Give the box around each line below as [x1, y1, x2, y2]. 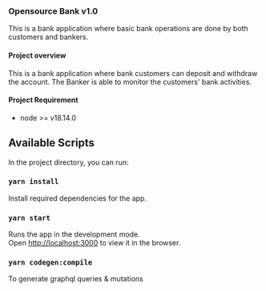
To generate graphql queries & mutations [8, 274, 143, 284]
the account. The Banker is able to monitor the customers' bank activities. [8, 77, 252, 86]
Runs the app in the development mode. [8, 229, 140, 239]
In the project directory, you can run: [8, 157, 129, 167]
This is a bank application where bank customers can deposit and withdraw [8, 68, 258, 78]
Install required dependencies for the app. [8, 193, 147, 203]
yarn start [8, 213, 50, 222]
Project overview [8, 50, 66, 60]
